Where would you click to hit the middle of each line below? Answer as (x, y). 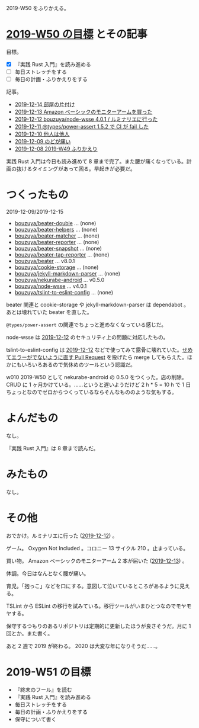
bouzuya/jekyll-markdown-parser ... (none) (67, 274)
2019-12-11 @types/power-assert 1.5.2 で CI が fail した (82, 127)
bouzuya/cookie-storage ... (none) (57, 267)
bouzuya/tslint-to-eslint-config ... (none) (64, 293)
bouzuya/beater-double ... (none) (55, 223)
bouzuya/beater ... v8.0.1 (45, 261)
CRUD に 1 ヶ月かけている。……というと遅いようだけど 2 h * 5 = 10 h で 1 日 (99, 385)
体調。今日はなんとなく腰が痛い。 (48, 573)
